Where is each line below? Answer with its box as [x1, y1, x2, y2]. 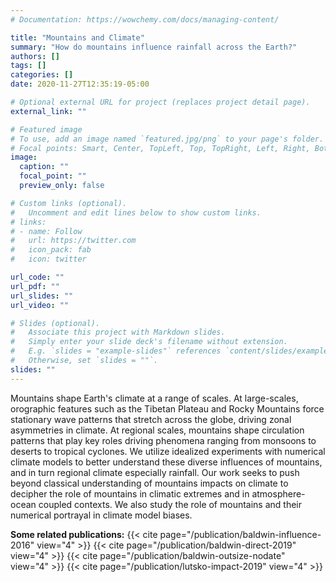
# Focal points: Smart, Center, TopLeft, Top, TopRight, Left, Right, [10, 143, 311, 153]
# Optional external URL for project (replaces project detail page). [10, 97, 311, 107]
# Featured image [10, 124, 83, 135]
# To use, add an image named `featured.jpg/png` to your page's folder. [10, 134, 325, 144]
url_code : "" [10, 272, 65, 282]
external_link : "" [10, 106, 87, 116]
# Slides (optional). [10, 318, 101, 328]
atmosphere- [251, 487, 306, 500]
